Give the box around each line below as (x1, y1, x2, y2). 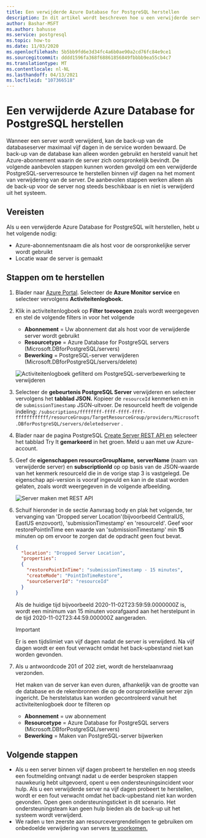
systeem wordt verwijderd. (15, 812, 83, 819)
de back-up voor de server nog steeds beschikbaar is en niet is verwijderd (6, 183, 195, 190)
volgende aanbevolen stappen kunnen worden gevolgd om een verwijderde (6, 163, 197, 170)
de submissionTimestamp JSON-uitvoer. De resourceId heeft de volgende (15, 401, 198, 408)
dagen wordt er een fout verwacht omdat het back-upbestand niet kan (15, 644, 194, 652)
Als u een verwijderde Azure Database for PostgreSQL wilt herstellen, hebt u (6, 223, 199, 230)
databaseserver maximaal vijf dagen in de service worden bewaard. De (6, 143, 186, 151)
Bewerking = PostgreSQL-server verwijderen (24, 351, 139, 359)
